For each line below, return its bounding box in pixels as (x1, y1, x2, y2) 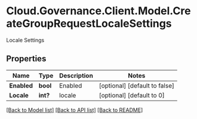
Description (59, 71, 94, 80)
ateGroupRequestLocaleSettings (6, 17, 172, 30)
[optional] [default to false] (98, 82, 175, 90)
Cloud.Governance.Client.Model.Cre (6, 4, 191, 18)
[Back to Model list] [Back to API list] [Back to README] (6, 106, 143, 114)
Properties (6, 54, 47, 64)
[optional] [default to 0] (98, 91, 165, 99)
